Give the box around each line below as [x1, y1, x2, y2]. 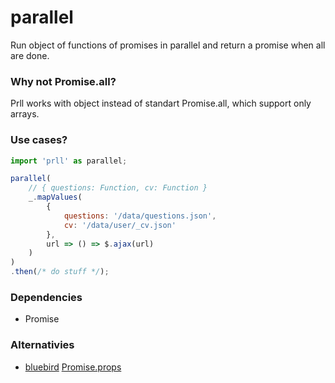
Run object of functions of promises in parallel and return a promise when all [10, 39, 326, 51]
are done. [10, 49, 50, 61]
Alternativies [10, 338, 75, 352]
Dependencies [10, 290, 83, 304]
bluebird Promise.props [24, 361, 122, 373]
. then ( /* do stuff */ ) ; [10, 267, 110, 277]
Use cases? [10, 133, 68, 147]
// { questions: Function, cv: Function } [28, 183, 208, 193]
